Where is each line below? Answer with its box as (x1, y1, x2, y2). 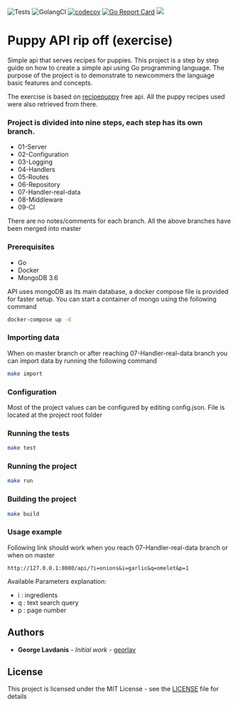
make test (7, 445, 37, 452)
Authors (7, 626, 45, 639)
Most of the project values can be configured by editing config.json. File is (7, 403, 225, 411)
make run (7, 477, 33, 484)
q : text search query (17, 598, 80, 607)
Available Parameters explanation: (7, 577, 107, 585)
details (7, 693, 27, 701)
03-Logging (17, 158, 53, 166)
